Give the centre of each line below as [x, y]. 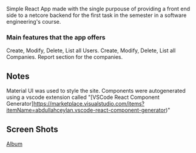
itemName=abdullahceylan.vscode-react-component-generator [86, 110]
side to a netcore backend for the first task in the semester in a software [96, 15]
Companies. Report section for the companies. [65, 57]
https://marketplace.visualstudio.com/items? [89, 104]
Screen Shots [32, 129]
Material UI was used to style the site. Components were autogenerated [96, 91]
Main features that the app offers [56, 37]
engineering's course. [34, 22]
